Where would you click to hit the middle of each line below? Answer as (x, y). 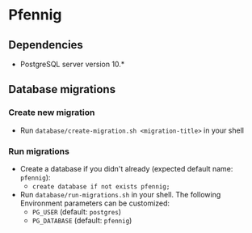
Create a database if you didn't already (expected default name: (126, 168)
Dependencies (46, 45)
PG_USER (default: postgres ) (76, 211)
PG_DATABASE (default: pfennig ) (82, 220)
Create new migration (52, 112)
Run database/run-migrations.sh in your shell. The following (120, 194)
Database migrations (62, 89)
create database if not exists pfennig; (101, 186)
